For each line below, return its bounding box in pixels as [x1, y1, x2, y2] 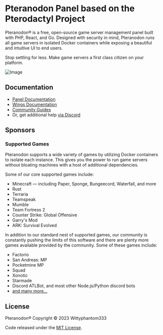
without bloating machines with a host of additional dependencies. [5, 162, 139, 168]
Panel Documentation [12, 96, 56, 102]
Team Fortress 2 [12, 207, 45, 213]
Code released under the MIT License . [5, 325, 82, 331]
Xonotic [12, 272, 28, 278]
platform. [5, 60, 23, 65]
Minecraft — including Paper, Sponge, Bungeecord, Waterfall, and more [12, 181, 157, 187]
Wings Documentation [12, 101, 57, 107]
